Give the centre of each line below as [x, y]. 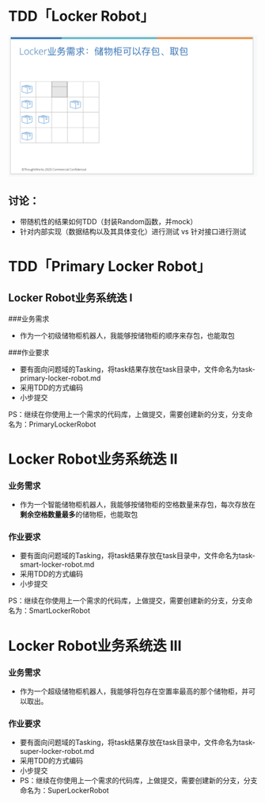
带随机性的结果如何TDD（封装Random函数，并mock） [108, 221]
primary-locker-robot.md [60, 378]
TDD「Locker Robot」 [81, 16]
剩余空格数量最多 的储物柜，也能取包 [79, 514]
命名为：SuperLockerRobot [64, 790]
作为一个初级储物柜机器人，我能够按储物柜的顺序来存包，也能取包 [127, 335]
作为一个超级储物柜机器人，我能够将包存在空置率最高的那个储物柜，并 [134, 691]
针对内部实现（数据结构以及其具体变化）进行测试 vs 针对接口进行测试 [133, 231]
